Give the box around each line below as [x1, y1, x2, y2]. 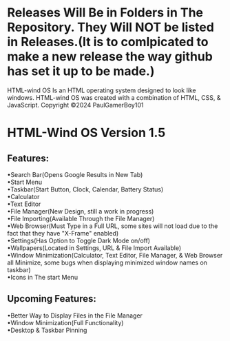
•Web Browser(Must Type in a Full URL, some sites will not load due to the [7, 222, 218, 230]
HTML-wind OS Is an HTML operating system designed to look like [7, 86, 196, 94]
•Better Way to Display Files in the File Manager [7, 311, 143, 320]
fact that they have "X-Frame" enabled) [7, 229, 119, 237]
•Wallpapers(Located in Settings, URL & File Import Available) [7, 243, 182, 252]
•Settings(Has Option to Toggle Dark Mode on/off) [7, 236, 150, 245]
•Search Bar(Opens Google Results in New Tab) [7, 170, 143, 178]
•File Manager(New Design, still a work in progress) [7, 207, 154, 215]
